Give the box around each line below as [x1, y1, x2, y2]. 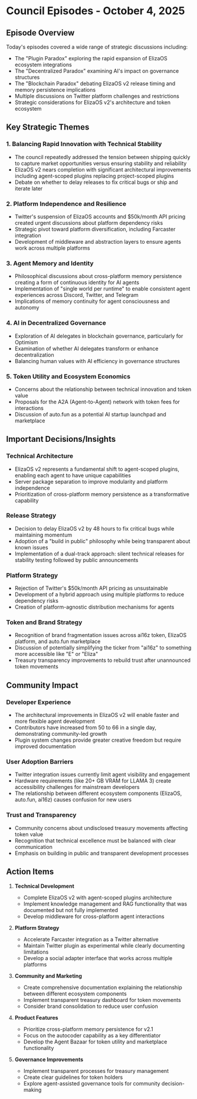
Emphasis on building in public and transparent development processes [14, 849, 189, 856]
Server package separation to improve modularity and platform [14, 478, 168, 485]
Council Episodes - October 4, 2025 [6, 4, 185, 18]
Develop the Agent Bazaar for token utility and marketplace [23, 1038, 168, 1045]
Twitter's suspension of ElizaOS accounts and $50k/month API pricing [14, 213, 186, 220]
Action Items [6, 867, 54, 877]
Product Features [14, 1014, 58, 1021]
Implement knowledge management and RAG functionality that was [23, 900, 188, 907]
